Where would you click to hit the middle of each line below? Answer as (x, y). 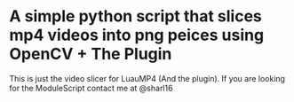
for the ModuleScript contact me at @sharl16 (91, 88)
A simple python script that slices (135, 16)
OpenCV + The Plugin (91, 54)
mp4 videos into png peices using (137, 35)
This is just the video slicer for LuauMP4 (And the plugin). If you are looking (147, 78)
